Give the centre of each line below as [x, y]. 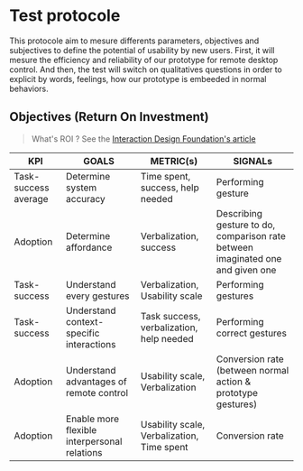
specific [83, 333]
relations [84, 452]
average [31, 199]
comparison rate [251, 235]
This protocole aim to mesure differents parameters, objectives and [134, 41]
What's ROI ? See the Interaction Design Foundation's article [143, 139]
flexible [82, 429]
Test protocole [65, 16]
